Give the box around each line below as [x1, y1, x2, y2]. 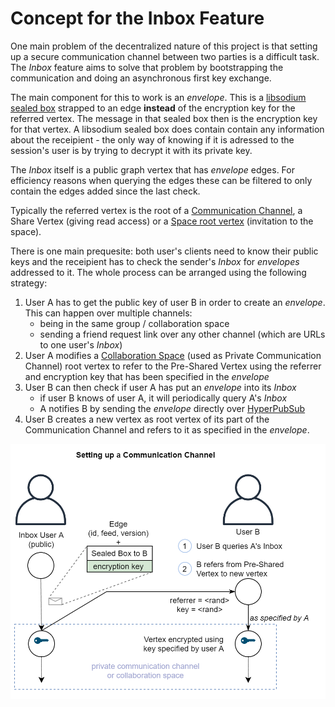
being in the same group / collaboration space [39, 317, 230, 329]
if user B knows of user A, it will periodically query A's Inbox [39, 392, 288, 404]
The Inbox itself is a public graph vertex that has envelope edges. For [10, 163, 295, 176]
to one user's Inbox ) [39, 338, 123, 351]
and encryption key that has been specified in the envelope [24, 370, 270, 382]
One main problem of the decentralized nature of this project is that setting [10, 40, 318, 52]
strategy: [10, 277, 48, 289]
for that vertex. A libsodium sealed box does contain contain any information [10, 123, 325, 135]
